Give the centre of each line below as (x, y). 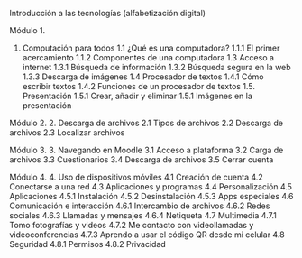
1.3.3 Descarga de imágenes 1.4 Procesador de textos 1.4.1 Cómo (143, 77)
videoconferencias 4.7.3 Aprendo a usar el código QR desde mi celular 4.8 (147, 235)
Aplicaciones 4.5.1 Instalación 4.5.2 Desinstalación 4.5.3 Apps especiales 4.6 (151, 196)
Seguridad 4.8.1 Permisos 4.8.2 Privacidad (88, 244)
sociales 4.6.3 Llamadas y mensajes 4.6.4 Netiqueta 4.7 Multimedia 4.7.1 (143, 215)
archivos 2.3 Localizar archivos (67, 133)
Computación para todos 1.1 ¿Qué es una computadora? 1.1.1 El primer (151, 48)
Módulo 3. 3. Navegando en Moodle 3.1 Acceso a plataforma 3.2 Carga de (146, 150)
